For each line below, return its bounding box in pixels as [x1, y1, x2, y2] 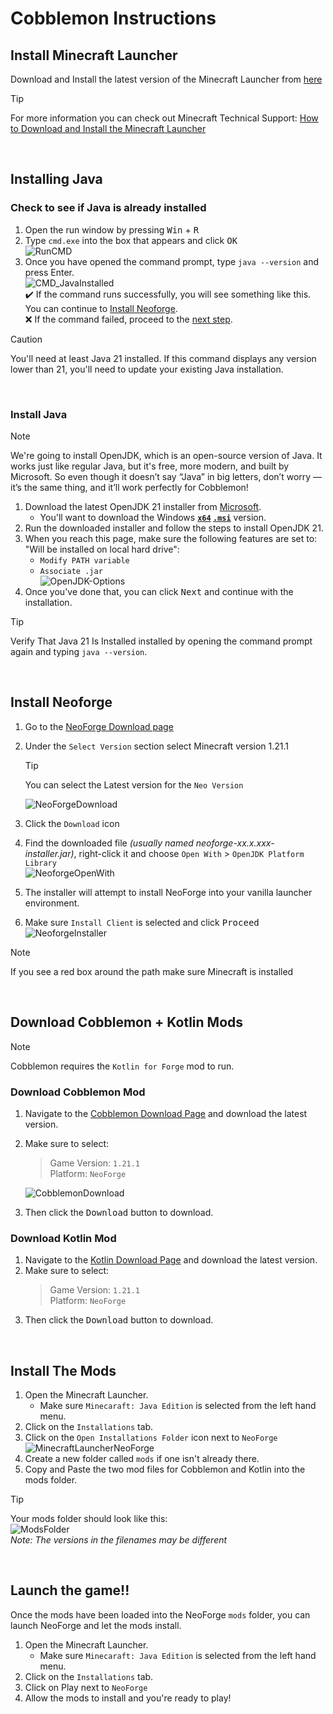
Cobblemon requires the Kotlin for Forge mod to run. [10, 1060, 235, 1072]
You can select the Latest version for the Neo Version [24, 778, 244, 791]
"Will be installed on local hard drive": [24, 543, 180, 555]
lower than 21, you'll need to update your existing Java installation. [10, 363, 284, 375]
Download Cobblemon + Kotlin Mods [10, 1014, 244, 1031]
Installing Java [10, 171, 103, 188]
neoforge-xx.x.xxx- [195, 837, 275, 849]
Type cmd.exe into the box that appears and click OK [24, 234, 238, 246]
